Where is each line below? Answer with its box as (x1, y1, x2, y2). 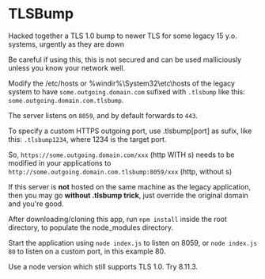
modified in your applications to (8, 158, 112, 167)
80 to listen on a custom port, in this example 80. (8, 247, 166, 256)
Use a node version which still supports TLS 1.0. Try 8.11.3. (8, 262, 199, 271)
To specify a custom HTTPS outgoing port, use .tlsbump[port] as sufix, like (8, 126, 252, 136)
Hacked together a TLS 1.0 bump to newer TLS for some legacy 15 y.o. (8, 31, 237, 40)
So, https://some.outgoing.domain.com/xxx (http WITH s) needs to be (8, 150, 235, 159)
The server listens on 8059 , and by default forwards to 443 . (8, 110, 198, 120)
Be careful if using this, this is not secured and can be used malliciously (8, 55, 242, 64)
